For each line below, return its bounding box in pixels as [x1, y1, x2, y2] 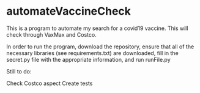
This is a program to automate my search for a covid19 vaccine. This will [6, 24, 188, 32]
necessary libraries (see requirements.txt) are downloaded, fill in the [6, 49, 179, 56]
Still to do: [6, 67, 32, 75]
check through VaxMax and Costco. [6, 31, 97, 38]
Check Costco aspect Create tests [6, 80, 93, 87]
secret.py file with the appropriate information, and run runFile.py [6, 56, 171, 63]
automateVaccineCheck [6, 4, 131, 18]
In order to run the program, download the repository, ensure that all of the [6, 43, 194, 50]
